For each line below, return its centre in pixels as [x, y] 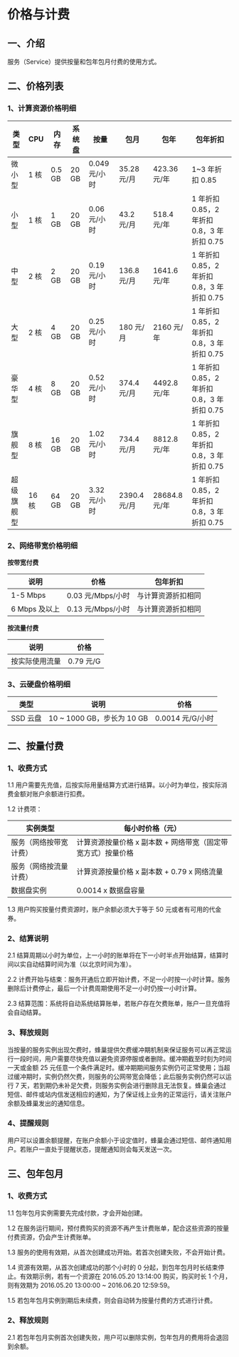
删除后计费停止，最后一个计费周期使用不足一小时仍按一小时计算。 [104, 988]
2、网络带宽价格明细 [43, 545]
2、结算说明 [28, 938]
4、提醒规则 [28, 1123]
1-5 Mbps [28, 595]
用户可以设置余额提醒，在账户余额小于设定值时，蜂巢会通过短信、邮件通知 [116, 1140]
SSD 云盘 [26, 718]
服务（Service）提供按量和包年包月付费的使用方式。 [84, 62]
